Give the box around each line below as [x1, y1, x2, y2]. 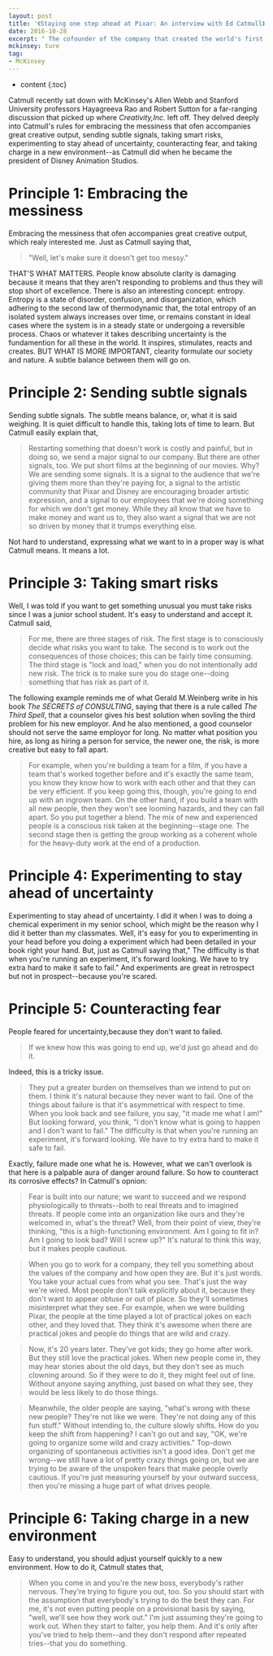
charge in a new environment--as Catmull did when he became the [8, 147, 233, 157]
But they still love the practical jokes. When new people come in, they [28, 1353, 262, 1363]
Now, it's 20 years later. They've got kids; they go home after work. [28, 1344, 253, 1354]
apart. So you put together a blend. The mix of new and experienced [28, 812, 258, 822]
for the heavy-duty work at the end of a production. [28, 838, 201, 848]
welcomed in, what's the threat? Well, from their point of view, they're [28, 1217, 262, 1228]
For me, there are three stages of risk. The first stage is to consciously [28, 633, 264, 643]
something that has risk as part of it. [28, 676, 149, 687]
